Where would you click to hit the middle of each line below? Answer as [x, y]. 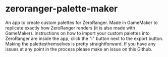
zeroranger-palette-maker [62, 9]
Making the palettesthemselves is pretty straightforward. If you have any [80, 43]
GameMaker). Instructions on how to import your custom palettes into [77, 33]
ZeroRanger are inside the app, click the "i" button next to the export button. [85, 38]
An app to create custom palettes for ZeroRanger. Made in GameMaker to [81, 22]
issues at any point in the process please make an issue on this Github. [79, 49]
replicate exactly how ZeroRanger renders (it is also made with [70, 27]
